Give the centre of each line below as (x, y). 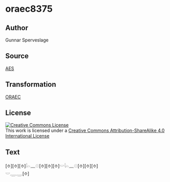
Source (17, 56)
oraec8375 (29, 9)
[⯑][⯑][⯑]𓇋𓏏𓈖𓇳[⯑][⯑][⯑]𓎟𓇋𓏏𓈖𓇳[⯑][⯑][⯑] (52, 166)
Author (17, 28)
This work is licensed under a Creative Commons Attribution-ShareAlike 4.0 (85, 130)
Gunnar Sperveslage (27, 40)
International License (27, 136)
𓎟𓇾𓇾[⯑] (17, 174)
